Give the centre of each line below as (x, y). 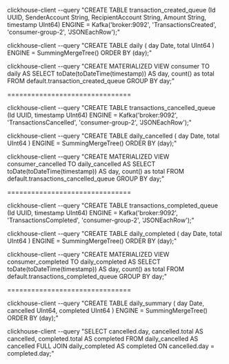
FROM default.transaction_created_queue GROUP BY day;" (91, 81)
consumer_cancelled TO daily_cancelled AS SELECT (81, 164)
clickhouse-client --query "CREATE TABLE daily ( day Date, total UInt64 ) (111, 45)
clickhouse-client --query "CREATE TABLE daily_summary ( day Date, (106, 303)
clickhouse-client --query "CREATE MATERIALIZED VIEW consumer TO (109, 66)
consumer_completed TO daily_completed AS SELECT (84, 262)
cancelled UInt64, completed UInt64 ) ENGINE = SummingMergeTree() (108, 310)
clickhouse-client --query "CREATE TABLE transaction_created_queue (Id (111, 10)
